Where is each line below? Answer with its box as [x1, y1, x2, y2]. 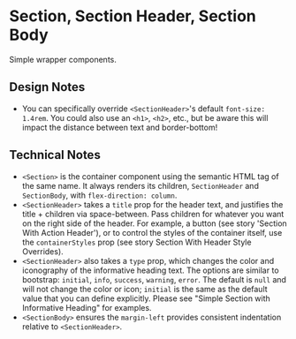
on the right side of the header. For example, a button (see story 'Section [21, 218, 287, 229]
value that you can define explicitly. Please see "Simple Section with [21, 293, 271, 304]
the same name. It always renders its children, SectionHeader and [21, 180, 259, 191]
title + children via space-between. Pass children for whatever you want [21, 208, 285, 219]
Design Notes [9, 79, 86, 94]
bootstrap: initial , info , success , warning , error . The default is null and [21, 274, 287, 284]
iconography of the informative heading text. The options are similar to [21, 265, 280, 275]
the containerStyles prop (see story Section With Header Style [21, 237, 252, 247]
